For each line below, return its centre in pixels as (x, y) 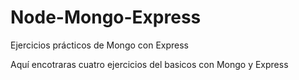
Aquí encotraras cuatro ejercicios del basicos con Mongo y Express (149, 64)
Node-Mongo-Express (106, 17)
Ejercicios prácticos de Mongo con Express (100, 45)
